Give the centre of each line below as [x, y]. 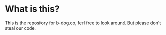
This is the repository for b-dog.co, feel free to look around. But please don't [83, 23]
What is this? [33, 9]
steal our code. [21, 28]
